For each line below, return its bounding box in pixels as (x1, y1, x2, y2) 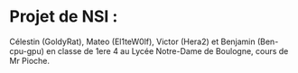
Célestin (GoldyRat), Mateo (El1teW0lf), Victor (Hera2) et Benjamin (9, 36, 256, 47)
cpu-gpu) (9, 45, 45, 56)
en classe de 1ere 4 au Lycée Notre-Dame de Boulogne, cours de (46, 45, 289, 56)
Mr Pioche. (9, 55, 51, 66)
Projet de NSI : (9, 6, 118, 27)
